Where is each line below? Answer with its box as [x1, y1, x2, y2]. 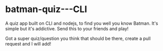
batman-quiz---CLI [5, 4, 87, 15]
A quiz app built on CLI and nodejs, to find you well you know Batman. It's [5, 20, 158, 26]
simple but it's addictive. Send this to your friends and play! [5, 25, 129, 31]
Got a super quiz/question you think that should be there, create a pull [5, 35, 151, 41]
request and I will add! [5, 40, 51, 46]
